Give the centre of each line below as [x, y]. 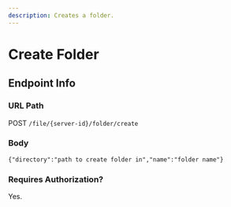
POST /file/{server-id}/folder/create [73, 123]
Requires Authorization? [56, 179]
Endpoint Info [42, 83]
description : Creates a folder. [61, 15]
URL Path [26, 105]
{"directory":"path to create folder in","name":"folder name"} [116, 159]
